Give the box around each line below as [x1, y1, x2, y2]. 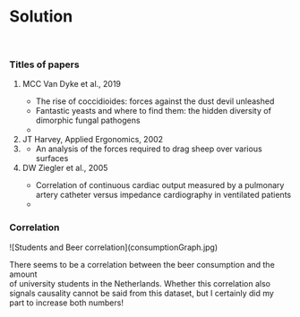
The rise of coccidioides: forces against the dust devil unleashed [35, 96, 275, 107]
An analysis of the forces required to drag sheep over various [35, 143, 262, 154]
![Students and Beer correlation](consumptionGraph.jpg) [9, 242, 219, 253]
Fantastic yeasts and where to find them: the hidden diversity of [35, 106, 271, 116]
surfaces [35, 153, 69, 164]
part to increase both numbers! [9, 297, 124, 308]
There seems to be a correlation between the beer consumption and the [9, 259, 275, 270]
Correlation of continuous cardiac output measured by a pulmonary [35, 180, 285, 191]
